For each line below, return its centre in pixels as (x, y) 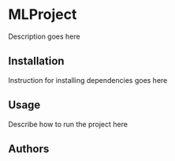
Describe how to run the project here (68, 124)
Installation (36, 61)
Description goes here (44, 36)
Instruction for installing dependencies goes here (88, 80)
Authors (29, 149)
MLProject (43, 15)
